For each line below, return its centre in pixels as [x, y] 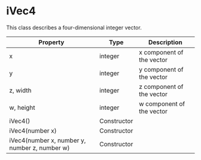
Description [165, 42]
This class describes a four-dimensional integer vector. [74, 27]
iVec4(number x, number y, [48, 140]
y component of [161, 69]
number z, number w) [39, 147]
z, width [20, 90]
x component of [161, 52]
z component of [161, 87]
